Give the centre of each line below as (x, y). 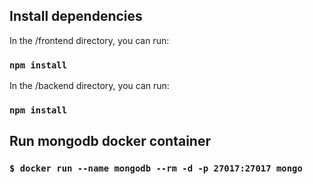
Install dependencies (76, 16)
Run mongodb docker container (110, 141)
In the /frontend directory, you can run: (89, 40)
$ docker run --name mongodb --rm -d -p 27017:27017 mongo (156, 168)
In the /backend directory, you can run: (89, 86)
